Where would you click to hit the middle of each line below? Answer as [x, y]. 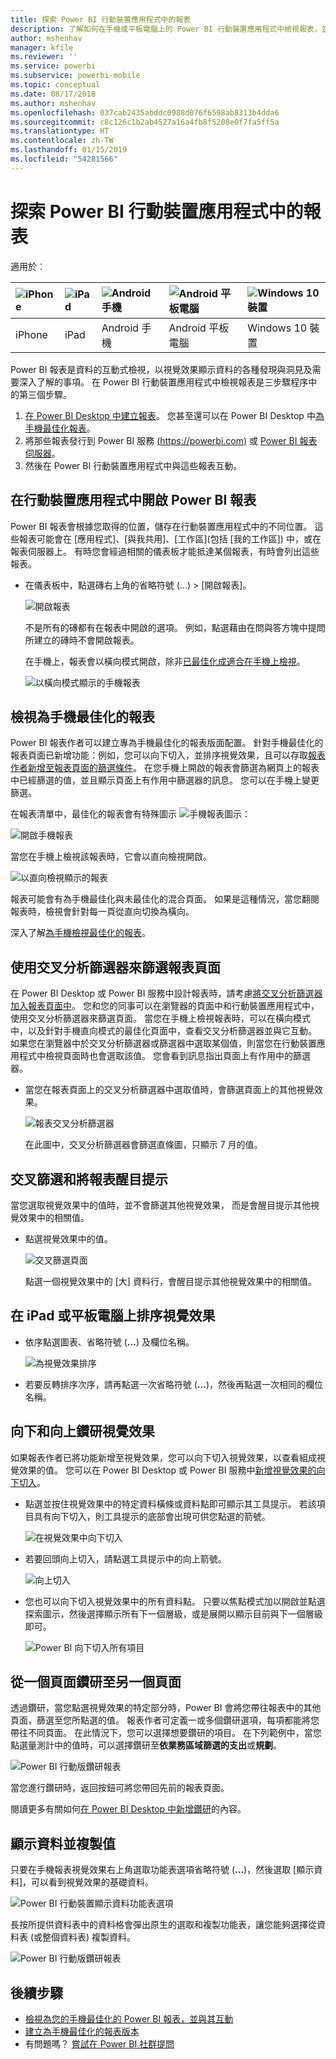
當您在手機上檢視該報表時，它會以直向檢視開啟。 [111, 857]
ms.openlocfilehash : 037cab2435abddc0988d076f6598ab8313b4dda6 [145, 112]
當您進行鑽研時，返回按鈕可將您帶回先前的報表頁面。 [120, 1788]
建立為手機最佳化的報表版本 [82, 2031]
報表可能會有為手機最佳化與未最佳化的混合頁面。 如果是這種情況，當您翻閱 [165, 899]
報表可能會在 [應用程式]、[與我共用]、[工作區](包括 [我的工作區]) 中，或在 [170, 538]
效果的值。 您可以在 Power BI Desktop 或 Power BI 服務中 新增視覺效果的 [167, 1470]
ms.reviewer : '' [44, 57]
